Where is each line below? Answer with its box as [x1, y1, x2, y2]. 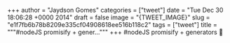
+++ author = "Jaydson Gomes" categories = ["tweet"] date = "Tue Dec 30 [7, 6, 224, 14]
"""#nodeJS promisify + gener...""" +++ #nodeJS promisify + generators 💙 [7, 28, 223, 36]
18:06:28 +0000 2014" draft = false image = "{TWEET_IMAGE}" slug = [7, 13, 210, 21]
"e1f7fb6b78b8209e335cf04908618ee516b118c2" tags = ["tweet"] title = [7, 21, 217, 28]
